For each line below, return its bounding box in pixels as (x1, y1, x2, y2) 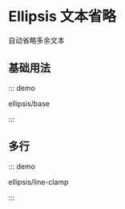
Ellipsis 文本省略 (8, 7, 117, 26)
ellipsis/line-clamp (8, 177, 69, 186)
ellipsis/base (8, 98, 50, 109)
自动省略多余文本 (8, 35, 65, 45)
